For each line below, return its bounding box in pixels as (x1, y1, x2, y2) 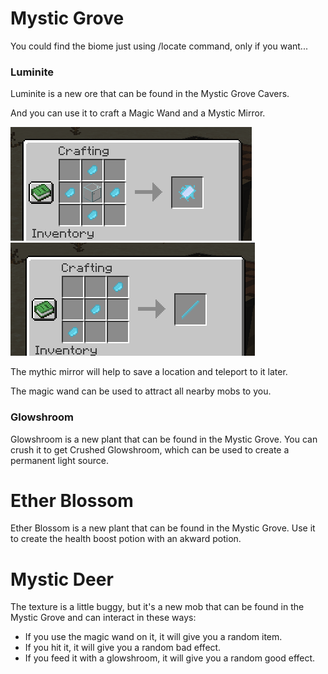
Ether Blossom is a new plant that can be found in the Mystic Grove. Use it (10, 522, 316, 534)
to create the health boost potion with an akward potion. (10, 533, 242, 545)
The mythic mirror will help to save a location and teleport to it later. (10, 366, 288, 378)
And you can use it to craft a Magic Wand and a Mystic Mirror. (10, 107, 266, 119)
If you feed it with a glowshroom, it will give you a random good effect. (24, 652, 316, 664)
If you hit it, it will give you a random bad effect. (24, 642, 222, 654)
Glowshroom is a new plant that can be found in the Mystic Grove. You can (10, 433, 318, 445)
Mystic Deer (10, 568, 114, 591)
